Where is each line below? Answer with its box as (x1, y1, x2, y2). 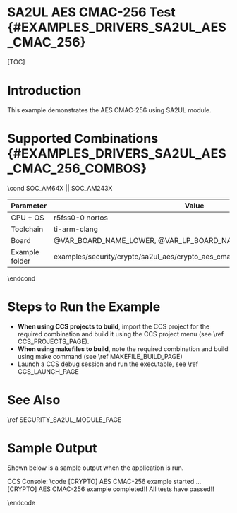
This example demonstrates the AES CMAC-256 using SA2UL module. (7, 105, 212, 114)
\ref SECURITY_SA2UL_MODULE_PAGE (7, 415, 122, 424)
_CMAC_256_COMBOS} (7, 160, 147, 177)
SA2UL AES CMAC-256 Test (7, 4, 176, 20)
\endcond (7, 273, 36, 283)
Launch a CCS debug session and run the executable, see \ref (17, 360, 199, 368)
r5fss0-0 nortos (53, 213, 108, 223)
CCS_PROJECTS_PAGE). (17, 337, 90, 346)
